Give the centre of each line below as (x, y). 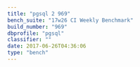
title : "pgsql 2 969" (39, 14)
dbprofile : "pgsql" (36, 33)
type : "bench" (28, 53)
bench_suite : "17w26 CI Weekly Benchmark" (70, 20)
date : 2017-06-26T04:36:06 (47, 46)
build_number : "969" (38, 27)
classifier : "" (30, 40)
